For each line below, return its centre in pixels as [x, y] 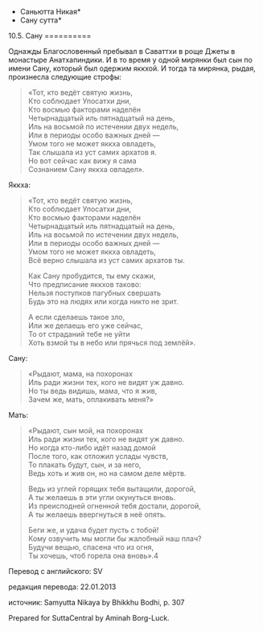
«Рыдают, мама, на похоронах [80, 374]
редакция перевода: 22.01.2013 [62, 587]
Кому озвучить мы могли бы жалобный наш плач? [115, 539]
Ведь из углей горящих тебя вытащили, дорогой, [112, 489]
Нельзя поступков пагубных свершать [95, 293]
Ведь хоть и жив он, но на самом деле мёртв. [107, 473]
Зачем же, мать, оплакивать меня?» [91, 399]
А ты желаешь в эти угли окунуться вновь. [102, 497]
